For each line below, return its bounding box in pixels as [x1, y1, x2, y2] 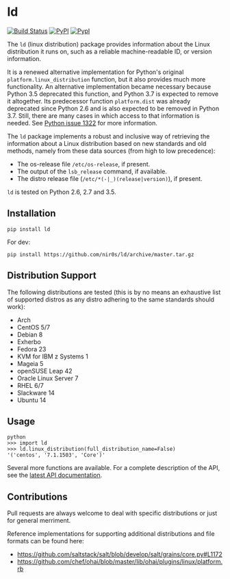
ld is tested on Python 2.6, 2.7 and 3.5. [7, 188, 116, 196]
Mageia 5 [16, 359, 44, 367]
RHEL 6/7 [16, 381, 44, 389]
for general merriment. [7, 517, 71, 525]
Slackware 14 [16, 389, 55, 397]
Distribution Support [7, 270, 97, 282]
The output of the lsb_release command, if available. [16, 167, 168, 175]
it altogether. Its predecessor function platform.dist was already [7, 97, 191, 105]
